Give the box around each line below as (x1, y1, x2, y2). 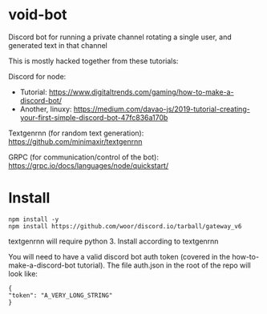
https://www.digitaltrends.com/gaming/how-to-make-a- (48, 87, 234, 97)
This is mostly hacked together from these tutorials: (8, 56, 179, 66)
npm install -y (8, 215, 59, 223)
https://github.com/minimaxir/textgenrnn (8, 136, 143, 146)
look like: (8, 268, 38, 278)
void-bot (8, 6, 67, 24)
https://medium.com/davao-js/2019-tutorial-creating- (73, 104, 250, 114)
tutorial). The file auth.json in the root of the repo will (77, 260, 251, 270)
